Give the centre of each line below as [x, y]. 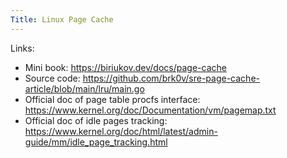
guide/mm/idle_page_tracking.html [96, 142]
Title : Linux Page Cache [62, 19]
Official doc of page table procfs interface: [112, 99]
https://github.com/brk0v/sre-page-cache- [171, 78]
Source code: [52, 78]
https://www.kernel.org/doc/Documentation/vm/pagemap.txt [150, 110]
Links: [22, 48]
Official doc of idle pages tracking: [96, 120]
